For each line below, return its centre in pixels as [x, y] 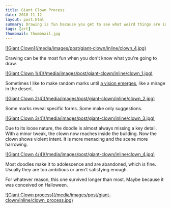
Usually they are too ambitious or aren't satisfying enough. [67, 170]
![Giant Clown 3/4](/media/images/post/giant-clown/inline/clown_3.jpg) [80, 118]
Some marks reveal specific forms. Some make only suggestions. [74, 108]
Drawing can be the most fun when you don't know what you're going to [81, 58]
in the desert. [19, 89]
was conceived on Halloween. [37, 185]
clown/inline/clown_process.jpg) [39, 200]
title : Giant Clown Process [35, 10]
